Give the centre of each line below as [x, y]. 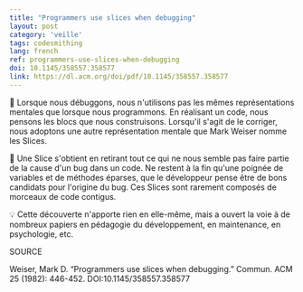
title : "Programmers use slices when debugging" [103, 18]
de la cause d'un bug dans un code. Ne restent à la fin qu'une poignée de [147, 167]
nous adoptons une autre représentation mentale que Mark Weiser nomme [148, 131]
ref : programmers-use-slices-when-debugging [95, 60]
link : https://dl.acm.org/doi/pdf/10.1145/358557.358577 [119, 77]
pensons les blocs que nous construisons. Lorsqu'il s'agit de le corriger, [143, 121]
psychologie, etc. [42, 234]
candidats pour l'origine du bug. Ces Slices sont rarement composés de [143, 187]
